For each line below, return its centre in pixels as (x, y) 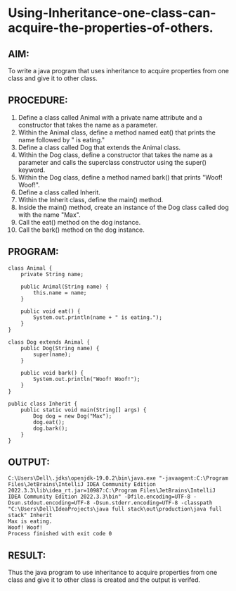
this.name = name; (60, 293)
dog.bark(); (51, 428)
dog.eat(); (49, 422)
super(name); (52, 354)
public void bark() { (52, 373)
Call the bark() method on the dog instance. (81, 230)
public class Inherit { (43, 404)
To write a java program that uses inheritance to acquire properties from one (118, 71)
